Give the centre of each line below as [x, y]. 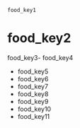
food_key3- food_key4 [40, 57]
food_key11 [34, 116]
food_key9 [33, 101]
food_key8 [33, 94]
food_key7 [33, 86]
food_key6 [33, 78]
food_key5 [33, 71]
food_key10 [34, 109]
